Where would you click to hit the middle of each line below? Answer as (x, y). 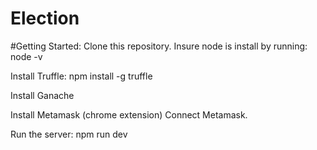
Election (45, 18)
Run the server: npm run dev (69, 134)
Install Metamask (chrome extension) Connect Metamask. (129, 114)
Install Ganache (42, 95)
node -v (26, 56)
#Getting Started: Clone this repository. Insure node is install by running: (159, 46)
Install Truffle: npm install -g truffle (81, 76)
